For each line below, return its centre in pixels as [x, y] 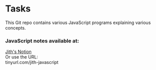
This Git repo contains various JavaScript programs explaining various [78, 22]
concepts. [16, 27]
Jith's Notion [18, 52]
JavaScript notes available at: [42, 40]
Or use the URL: [22, 57]
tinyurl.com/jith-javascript [32, 62]
